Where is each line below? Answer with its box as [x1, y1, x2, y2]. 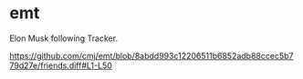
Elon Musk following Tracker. [9, 33, 119, 44]
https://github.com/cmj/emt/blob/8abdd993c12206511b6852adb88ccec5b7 [9, 50, 294, 61]
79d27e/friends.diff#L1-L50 [9, 60, 112, 71]
